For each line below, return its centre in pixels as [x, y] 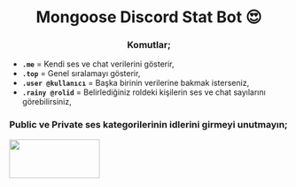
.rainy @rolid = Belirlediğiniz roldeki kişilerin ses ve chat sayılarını [144, 92]
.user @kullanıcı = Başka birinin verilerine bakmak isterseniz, [136, 83]
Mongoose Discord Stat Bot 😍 [149, 17]
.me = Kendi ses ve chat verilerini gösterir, [98, 64]
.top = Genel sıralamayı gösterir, [81, 74]
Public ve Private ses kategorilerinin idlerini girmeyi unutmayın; [148, 125]
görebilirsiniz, [47, 102]
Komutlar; [149, 45]
